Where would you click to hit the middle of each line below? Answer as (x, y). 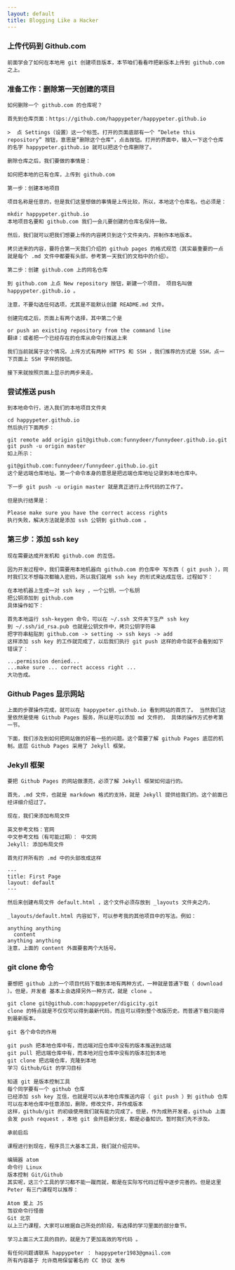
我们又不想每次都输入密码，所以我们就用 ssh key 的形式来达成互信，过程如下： (113, 577)
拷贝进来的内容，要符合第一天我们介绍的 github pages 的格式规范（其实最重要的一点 (115, 249)
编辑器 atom (23, 1160)
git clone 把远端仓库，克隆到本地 (52, 1061)
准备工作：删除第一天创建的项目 (61, 89)
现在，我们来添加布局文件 (39, 816)
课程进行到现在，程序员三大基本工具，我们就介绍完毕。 (75, 1146)
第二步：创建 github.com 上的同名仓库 (58, 270)
